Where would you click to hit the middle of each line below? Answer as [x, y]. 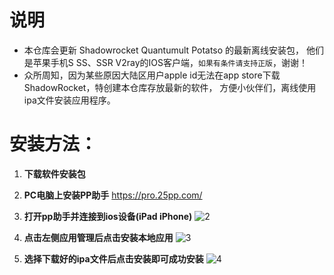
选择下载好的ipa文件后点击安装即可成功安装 [113, 258]
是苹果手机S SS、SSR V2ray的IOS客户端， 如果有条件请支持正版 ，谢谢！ [165, 62]
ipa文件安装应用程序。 [69, 100]
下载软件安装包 [54, 173]
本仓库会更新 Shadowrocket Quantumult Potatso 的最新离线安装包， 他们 [174, 50]
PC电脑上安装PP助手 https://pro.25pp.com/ [113, 195]
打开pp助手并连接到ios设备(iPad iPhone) [108, 216]
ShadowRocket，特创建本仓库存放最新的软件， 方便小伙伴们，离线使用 [170, 87]
